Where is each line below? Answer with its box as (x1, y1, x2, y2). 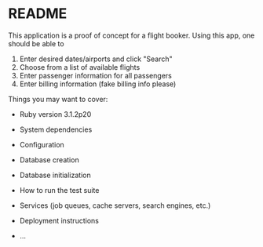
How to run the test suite (19, 185, 100, 194)
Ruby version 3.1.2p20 (19, 109, 92, 118)
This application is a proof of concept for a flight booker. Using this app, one (8, 31, 255, 40)
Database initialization (19, 170, 92, 180)
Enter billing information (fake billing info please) (19, 79, 177, 89)
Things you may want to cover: (8, 94, 108, 104)
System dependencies (19, 125, 93, 134)
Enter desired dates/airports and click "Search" (19, 54, 173, 64)
